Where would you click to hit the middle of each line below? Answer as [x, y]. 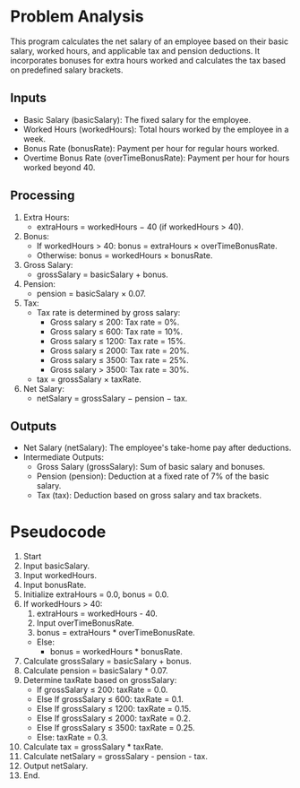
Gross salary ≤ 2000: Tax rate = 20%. [120, 351]
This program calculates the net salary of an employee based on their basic [150, 41]
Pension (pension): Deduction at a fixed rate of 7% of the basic [153, 476]
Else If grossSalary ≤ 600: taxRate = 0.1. [110, 699]
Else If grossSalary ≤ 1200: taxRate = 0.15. [114, 709]
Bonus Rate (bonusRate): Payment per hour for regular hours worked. [151, 148]
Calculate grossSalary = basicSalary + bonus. [107, 662]
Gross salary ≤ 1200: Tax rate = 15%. [118, 341]
